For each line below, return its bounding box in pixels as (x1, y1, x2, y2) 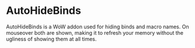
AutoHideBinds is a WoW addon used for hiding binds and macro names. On (6, 23, 189, 30)
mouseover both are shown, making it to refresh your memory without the (6, 29, 184, 36)
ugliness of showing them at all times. (6, 35, 97, 42)
